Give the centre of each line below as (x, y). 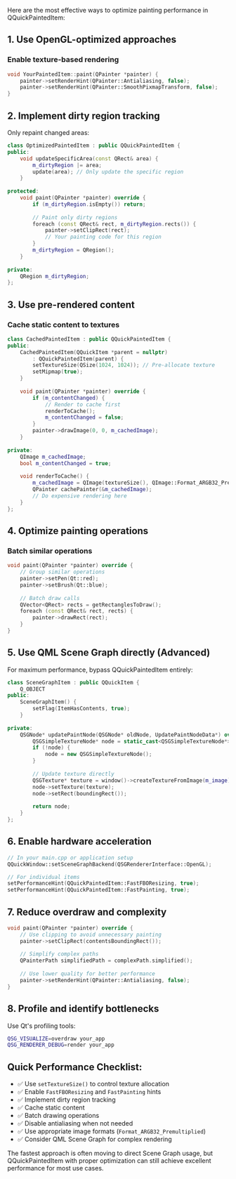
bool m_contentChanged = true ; (66, 463)
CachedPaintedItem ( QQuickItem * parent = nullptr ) (94, 352)
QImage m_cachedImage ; (53, 457)
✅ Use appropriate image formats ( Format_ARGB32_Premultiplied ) (111, 1131)
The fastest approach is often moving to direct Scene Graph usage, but (110, 1153)
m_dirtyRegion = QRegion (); (73, 250)
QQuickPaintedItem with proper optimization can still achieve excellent (110, 1161)
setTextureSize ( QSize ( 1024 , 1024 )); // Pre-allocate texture (124, 365)
